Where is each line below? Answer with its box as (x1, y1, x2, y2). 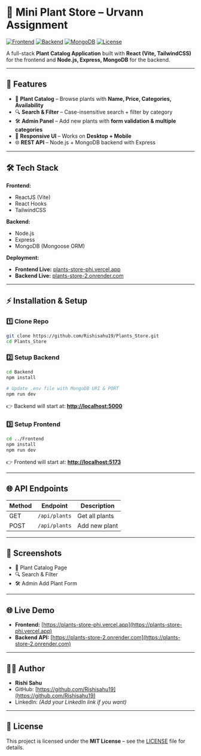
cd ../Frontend (6, 436, 44, 442)
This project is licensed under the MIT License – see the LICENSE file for (6, 737, 185, 745)
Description (80, 501, 115, 510)
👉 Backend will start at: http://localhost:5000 (6, 402, 123, 409)
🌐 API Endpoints (6, 484, 69, 494)
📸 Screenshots (6, 548, 62, 558)
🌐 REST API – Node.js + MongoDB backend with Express (14, 138, 156, 146)
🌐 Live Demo (6, 605, 55, 615)
